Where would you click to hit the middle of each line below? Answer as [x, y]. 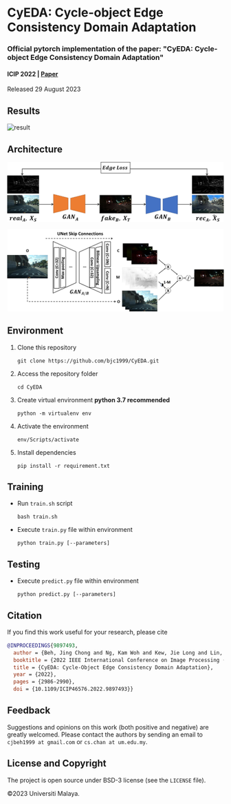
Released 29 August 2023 [44, 89]
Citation [25, 616]
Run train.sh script [45, 504]
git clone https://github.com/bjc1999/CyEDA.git [88, 361]
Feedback [29, 711]
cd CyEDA [30, 387]
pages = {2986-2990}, [44, 682]
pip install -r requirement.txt [63, 466]
